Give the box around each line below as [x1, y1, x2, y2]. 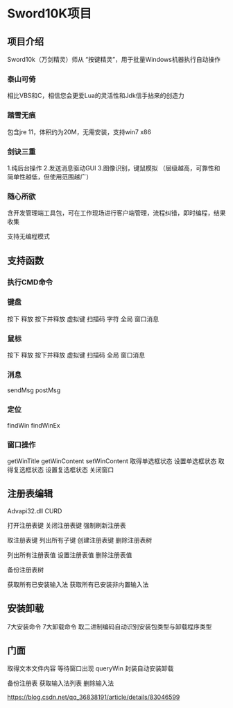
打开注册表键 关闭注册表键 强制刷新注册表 [7, 521, 126, 529]
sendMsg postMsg [7, 386, 61, 394]
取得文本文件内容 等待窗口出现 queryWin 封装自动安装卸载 [7, 664, 174, 673]
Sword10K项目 [7, 6, 92, 22]
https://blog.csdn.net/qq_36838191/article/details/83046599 [7, 693, 180, 702]
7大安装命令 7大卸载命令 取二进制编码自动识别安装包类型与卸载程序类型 [7, 622, 212, 631]
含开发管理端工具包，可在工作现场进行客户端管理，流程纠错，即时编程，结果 [7, 209, 226, 217]
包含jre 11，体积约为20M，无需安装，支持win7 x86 [7, 127, 151, 136]
